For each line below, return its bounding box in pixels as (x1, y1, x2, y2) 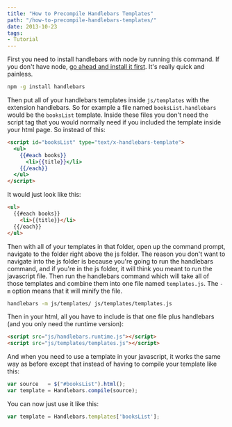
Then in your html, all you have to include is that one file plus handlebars (7, 312, 215, 321)
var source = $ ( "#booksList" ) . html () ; (7, 380, 126, 388)
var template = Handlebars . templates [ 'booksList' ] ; (7, 413, 160, 420)
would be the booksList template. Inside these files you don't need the (7, 111, 208, 119)
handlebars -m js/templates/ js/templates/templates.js (7, 300, 172, 307)
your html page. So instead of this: (7, 126, 106, 134)
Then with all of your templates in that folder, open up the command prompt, (7, 242, 226, 250)
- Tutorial (7, 36, 39, 43)
